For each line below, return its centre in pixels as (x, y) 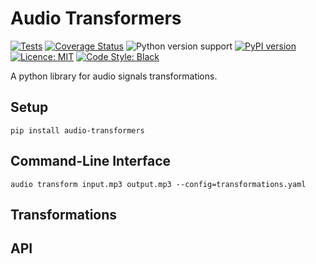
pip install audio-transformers (77, 130)
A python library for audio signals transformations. (114, 76)
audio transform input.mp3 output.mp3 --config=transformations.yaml (158, 184)
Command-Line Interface (91, 161)
